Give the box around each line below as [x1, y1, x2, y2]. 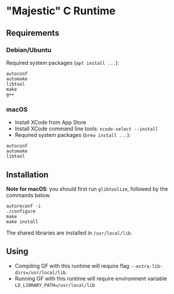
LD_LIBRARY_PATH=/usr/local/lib [14, 282, 95, 288]
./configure [6, 208, 36, 214]
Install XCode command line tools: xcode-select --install [14, 125, 159, 132]
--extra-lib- [130, 263, 163, 269]
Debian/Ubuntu [6, 46, 52, 54]
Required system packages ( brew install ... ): [14, 132, 131, 139]
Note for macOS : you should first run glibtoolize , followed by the [6, 185, 168, 192]
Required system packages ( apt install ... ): [6, 59, 120, 66]
